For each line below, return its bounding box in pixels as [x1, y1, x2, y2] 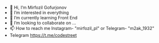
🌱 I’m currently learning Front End [9, 15, 78, 20]
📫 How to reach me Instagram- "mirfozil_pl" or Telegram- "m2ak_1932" [9, 26, 155, 31]
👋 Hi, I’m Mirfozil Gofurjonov [9, 5, 67, 10]
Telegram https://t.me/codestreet [9, 32, 77, 38]
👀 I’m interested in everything [9, 10, 69, 15]
